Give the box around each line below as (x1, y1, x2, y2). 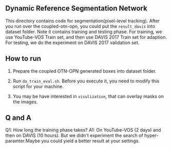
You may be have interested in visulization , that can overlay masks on (12, 93, 164, 99)
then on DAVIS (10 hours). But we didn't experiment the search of (5, 133, 144, 139)
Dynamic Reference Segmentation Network (5, 4, 147, 13)
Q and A (5, 114, 32, 122)
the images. (12, 98, 38, 104)
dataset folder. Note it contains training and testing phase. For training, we (5, 28, 162, 35)
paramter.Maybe (5, 138, 40, 144)
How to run (5, 54, 42, 63)
